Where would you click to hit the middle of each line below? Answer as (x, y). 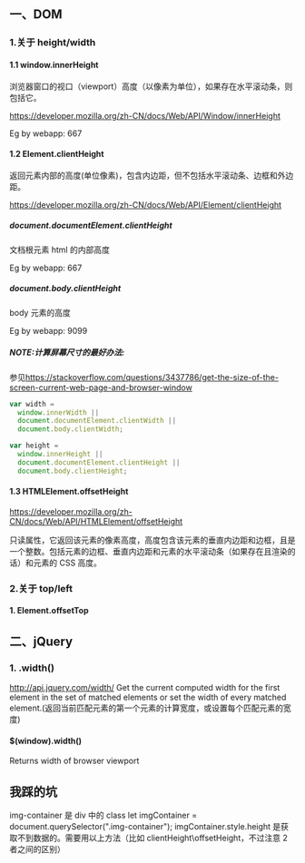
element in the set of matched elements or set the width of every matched (148, 697)
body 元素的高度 (40, 312)
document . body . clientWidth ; (71, 429)
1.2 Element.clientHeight (57, 154)
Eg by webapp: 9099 (49, 330)
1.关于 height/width (53, 43)
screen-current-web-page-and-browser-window (101, 387)
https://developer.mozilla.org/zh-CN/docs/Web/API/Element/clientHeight (146, 204)
